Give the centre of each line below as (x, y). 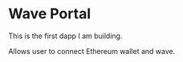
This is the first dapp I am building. (65, 36)
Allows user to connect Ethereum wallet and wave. (92, 51)
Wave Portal (50, 14)
